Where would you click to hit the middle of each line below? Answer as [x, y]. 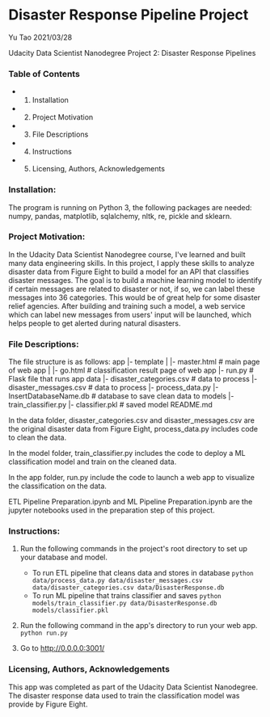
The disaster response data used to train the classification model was [124, 695]
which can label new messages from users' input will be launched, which [130, 314]
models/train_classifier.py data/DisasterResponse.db [124, 604]
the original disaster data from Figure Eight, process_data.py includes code [133, 429]
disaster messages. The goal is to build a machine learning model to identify [135, 280]
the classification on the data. [58, 486]
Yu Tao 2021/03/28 [40, 37]
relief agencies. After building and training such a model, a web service [127, 306]
